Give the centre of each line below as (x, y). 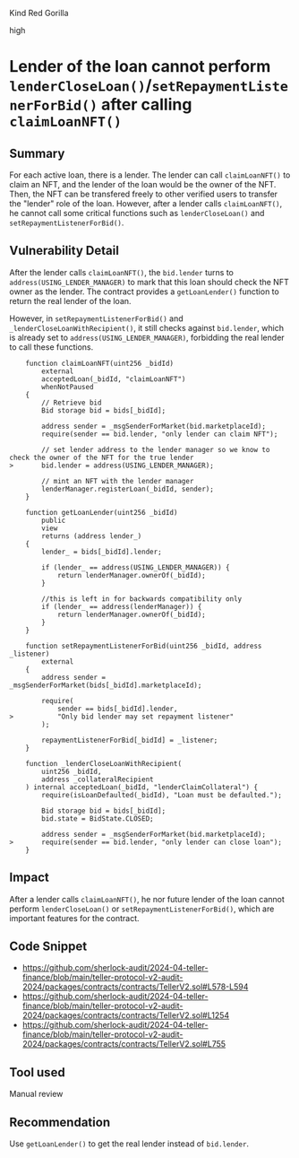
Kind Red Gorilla (39, 13)
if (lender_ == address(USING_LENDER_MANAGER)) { (136, 567)
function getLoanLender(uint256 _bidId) (102, 512)
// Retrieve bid (72, 403)
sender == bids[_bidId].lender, (117, 709)
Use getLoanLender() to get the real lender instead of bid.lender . (129, 1144)
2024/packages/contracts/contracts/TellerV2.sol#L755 (124, 1044)
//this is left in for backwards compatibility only (142, 599)
